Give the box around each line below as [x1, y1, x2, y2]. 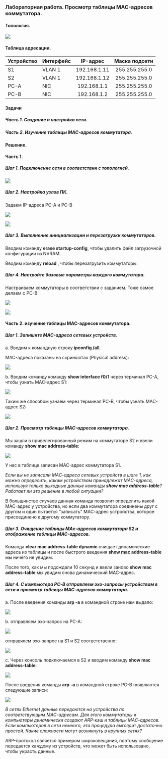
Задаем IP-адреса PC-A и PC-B [5, 202, 73, 208]
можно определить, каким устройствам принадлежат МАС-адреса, [5, 478, 153, 484]
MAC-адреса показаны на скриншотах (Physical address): [5, 355, 129, 361]
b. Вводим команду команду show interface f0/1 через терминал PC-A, [5, 374, 159, 380]
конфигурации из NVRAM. [5, 250, 61, 256]
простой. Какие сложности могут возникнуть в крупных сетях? [5, 728, 142, 734]
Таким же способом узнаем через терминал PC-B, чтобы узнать [5, 398, 145, 405]
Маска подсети [114, 58, 153, 65]
